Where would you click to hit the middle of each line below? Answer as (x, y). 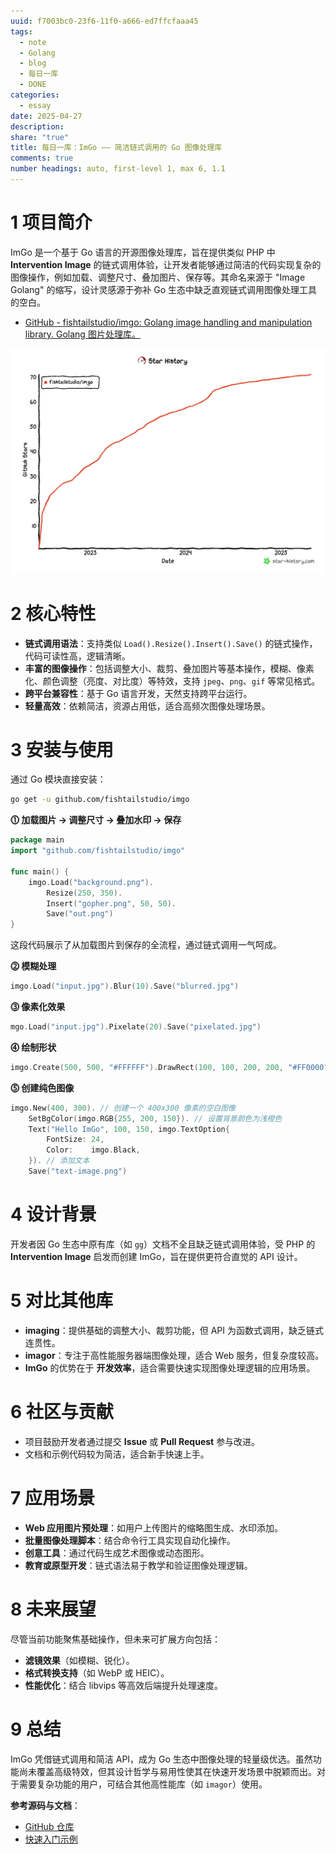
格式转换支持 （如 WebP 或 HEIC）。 (97, 1672)
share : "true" (40, 137)
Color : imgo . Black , (93, 1150)
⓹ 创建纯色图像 (42, 1087)
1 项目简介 (51, 222)
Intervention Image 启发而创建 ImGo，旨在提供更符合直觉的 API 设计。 (156, 1256)
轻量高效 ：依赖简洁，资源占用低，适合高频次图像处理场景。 (147, 706)
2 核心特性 (53, 613)
